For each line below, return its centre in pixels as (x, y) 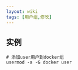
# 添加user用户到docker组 (35, 57)
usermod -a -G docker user (39, 62)
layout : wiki (22, 11)
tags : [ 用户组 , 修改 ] (29, 17)
